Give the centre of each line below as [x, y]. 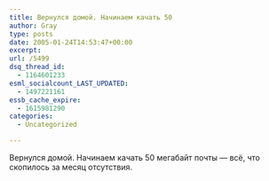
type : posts [31, 34]
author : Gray [33, 26]
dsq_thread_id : [37, 67]
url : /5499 [29, 59]
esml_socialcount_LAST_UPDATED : [69, 83]
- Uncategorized [47, 125]
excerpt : [25, 51]
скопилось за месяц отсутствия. [71, 167]
